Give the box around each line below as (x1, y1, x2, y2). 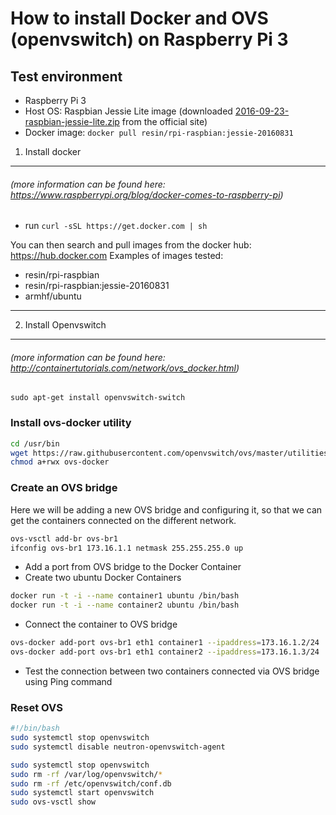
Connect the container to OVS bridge (24, 618, 178, 631)
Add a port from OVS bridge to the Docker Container (24, 561, 242, 573)
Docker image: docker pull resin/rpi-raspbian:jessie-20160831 (24, 127, 294, 138)
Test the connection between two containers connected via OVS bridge (24, 665, 320, 677)
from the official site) (121, 116, 208, 127)
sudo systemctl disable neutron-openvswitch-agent (10, 742, 226, 752)
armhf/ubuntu (24, 290, 82, 302)
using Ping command (24, 675, 113, 687)
